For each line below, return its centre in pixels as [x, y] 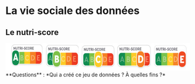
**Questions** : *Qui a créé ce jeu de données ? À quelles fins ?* [86, 75]
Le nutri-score [32, 32]
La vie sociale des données [73, 11]
